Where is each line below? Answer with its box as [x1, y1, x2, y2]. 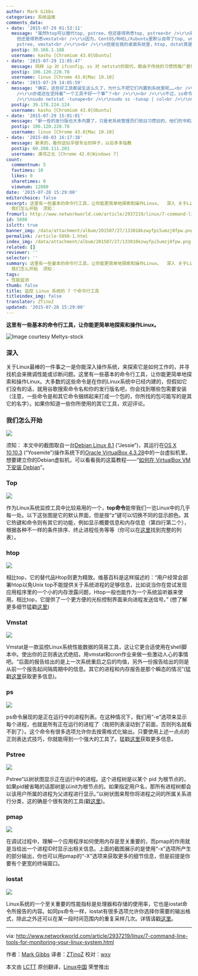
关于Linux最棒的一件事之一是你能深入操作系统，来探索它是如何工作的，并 [6, 363, 184, 370]
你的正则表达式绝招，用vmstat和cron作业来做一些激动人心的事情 [31, 651, 189, 658]
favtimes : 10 [11, 167, 44, 174]
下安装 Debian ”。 [6, 464, 48, 471]
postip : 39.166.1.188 [11, 47, 65, 53]
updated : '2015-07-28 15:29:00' [6, 305, 85, 310]
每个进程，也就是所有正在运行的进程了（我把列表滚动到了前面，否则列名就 [6, 720, 187, 727]
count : [6, 157, 22, 163]
